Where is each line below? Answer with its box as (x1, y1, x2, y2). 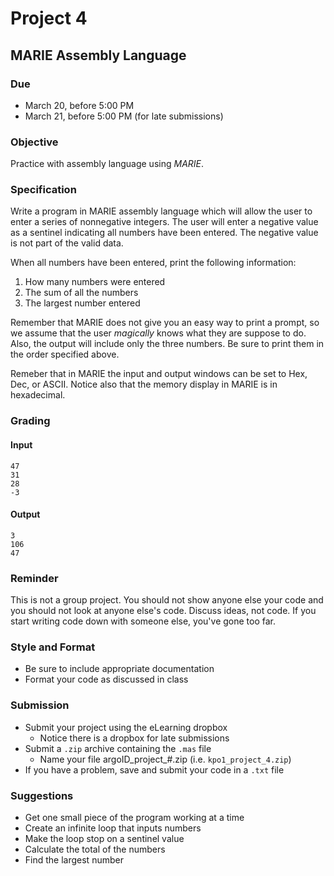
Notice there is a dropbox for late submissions (39, 732, 230, 744)
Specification (10, 183, 77, 197)
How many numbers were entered (24, 276, 166, 288)
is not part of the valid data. (10, 237, 124, 249)
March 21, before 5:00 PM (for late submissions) (24, 110, 224, 122)
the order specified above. (10, 348, 120, 361)
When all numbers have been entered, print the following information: (10, 257, 297, 269)
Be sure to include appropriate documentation (24, 663, 215, 675)
